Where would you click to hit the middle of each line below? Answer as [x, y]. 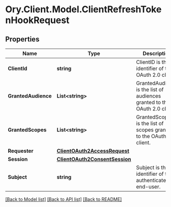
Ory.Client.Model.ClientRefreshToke [83, 9]
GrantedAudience [30, 96]
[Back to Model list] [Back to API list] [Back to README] [64, 199]
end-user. [148, 187]
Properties [22, 39]
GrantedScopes [27, 130]
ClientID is [148, 62]
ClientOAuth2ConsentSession [94, 159]
